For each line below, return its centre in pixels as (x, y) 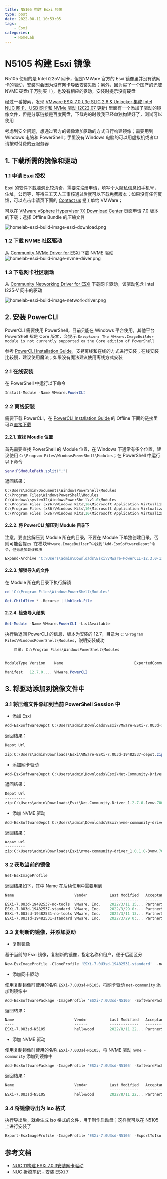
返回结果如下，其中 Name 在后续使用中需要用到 (54, 886)
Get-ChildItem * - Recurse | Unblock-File (49, 601)
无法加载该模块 (29, 550)
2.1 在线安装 (19, 371)
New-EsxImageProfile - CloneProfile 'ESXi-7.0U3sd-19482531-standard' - (82, 964)
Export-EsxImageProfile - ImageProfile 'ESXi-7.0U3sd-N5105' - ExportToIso (83, 1136)
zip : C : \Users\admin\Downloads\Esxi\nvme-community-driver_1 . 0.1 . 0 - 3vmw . (82, 851)
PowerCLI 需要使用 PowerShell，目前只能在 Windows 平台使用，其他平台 (80, 330)
